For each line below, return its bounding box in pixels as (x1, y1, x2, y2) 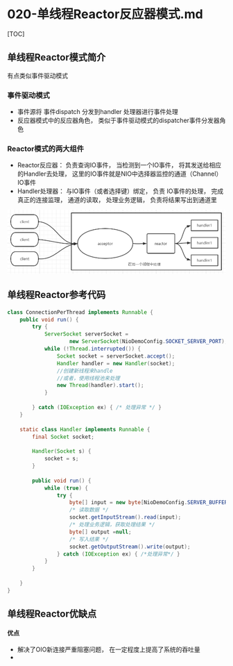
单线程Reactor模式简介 (7, 51, 106, 63)
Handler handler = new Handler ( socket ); (56, 360, 175, 367)
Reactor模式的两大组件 (7, 144, 85, 153)
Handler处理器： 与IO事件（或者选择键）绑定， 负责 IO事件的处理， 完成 (17, 187, 224, 195)
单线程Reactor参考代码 (7, 289, 106, 301)
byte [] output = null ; (69, 528, 132, 535)
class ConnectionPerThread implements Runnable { (7, 308, 154, 316)
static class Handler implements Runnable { (19, 426, 150, 433)
